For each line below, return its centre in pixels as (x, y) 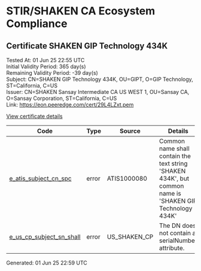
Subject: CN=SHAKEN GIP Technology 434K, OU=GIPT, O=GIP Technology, (100, 79)
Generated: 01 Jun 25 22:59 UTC (47, 263)
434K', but (174, 179)
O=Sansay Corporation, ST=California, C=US (62, 98)
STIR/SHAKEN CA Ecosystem (81, 11)
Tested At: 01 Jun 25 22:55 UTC (45, 60)
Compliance (37, 24)
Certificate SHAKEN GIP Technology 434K (87, 46)
